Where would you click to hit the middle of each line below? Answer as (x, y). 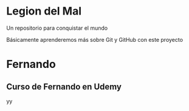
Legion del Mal (44, 11)
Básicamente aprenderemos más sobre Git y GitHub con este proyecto (95, 39)
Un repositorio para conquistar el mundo (57, 28)
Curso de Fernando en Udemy (64, 86)
